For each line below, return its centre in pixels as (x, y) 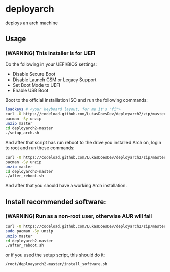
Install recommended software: (56, 201)
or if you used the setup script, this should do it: (55, 255)
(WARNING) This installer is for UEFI (50, 53)
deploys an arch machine (32, 23)
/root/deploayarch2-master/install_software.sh (56, 264)
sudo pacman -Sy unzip (29, 231)
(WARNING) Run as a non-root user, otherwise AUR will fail (79, 216)
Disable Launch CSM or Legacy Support (54, 80)
